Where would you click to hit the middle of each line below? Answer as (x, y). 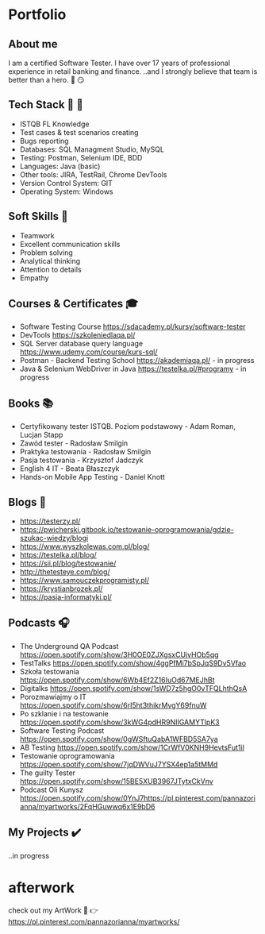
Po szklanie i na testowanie (64, 713)
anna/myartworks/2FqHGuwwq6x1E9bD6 (87, 806)
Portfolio (37, 15)
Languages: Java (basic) (60, 166)
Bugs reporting (44, 141)
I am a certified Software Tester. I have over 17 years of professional (119, 63)
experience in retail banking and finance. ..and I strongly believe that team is (133, 71)
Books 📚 (31, 403)
